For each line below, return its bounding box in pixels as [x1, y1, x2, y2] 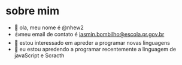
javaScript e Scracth [14, 52, 65, 59]
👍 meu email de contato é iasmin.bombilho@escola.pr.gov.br [14, 30, 165, 38]
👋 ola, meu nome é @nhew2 [14, 24, 84, 31]
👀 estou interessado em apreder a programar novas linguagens [14, 39, 170, 46]
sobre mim [5, 4, 60, 18]
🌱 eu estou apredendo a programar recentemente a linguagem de [14, 45, 177, 52]
